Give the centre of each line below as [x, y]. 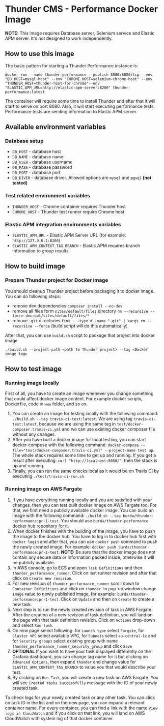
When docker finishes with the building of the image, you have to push [84, 531]
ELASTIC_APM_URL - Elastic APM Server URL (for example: [69, 235]
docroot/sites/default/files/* [57, 316]
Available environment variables [56, 127]
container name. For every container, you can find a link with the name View [82, 708]
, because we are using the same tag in [76, 424]
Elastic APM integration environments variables [63, 224]
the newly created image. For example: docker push [64, 546]
